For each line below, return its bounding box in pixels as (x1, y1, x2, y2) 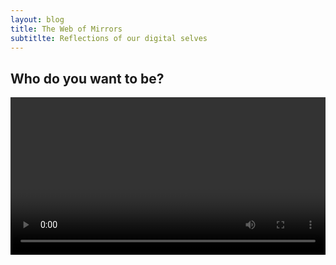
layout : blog (10, 14, 65, 25)
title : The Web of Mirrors (10, 24, 123, 34)
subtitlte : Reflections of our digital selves (10, 33, 208, 43)
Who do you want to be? (10, 70, 165, 87)
